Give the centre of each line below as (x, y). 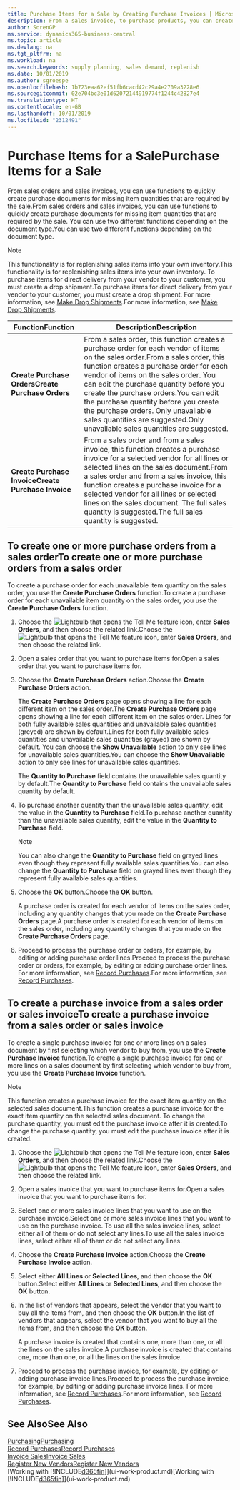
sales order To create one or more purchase (105, 557)
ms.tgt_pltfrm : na (35, 54)
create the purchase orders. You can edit (151, 392)
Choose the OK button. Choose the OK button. (85, 892)
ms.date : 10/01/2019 (38, 74)
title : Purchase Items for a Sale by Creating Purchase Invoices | (110, 14)
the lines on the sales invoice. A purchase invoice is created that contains (125, 1350)
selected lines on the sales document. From (156, 467)
